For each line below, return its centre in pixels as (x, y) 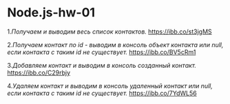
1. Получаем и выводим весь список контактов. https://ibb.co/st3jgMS (109, 31)
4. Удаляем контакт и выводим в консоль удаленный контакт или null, (110, 86)
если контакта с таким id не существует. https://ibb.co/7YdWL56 (102, 93)
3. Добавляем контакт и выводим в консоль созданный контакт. (102, 65)
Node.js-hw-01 (51, 13)
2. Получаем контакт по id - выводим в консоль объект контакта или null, (115, 44)
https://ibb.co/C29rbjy (39, 73)
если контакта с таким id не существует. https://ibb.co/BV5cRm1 (102, 52)
